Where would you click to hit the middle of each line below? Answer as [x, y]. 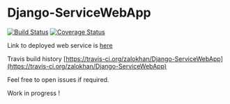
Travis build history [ [37, 59]
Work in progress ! [34, 93]
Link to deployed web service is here [60, 45]
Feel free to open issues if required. [58, 79]
